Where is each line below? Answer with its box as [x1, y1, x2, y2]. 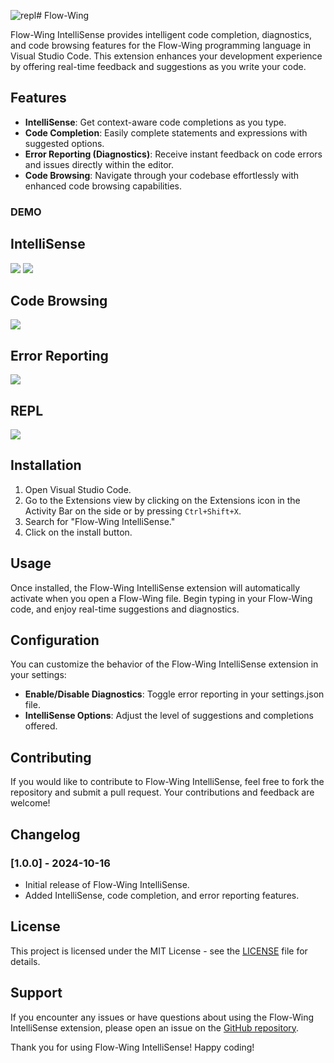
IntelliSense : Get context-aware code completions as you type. [24, 116, 287, 128]
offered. [24, 720, 58, 732]
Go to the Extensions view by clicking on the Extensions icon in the [24, 494, 301, 506]
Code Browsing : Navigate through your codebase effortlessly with [24, 169, 300, 181]
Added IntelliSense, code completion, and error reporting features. [24, 889, 300, 901]
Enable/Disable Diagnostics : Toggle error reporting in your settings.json [24, 688, 325, 700]
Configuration [10, 632, 100, 649]
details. [10, 955, 41, 967]
